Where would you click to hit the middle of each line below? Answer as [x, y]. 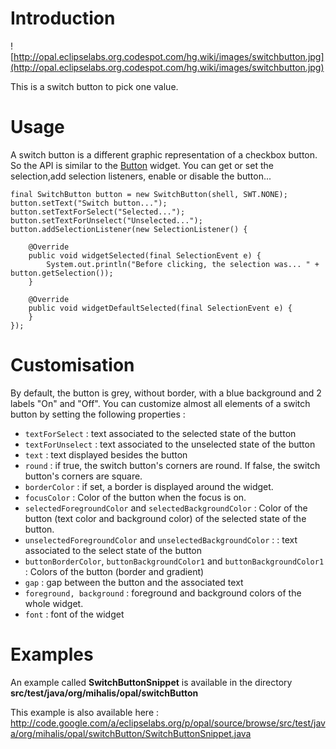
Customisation [72, 365]
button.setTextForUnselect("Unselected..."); [106, 220]
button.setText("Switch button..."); [89, 203]
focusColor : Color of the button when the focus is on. [135, 497]
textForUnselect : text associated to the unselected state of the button [170, 444]
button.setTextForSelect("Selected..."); [98, 212]
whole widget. [54, 603]
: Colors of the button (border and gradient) [114, 571]
